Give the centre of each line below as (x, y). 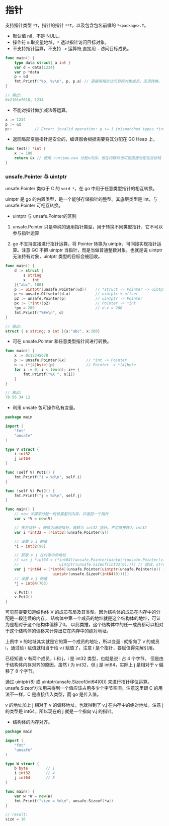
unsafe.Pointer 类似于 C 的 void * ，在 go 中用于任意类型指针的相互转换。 (81, 189)
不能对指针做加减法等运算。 (41, 110)
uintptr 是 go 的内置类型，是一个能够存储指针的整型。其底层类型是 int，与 (81, 199)
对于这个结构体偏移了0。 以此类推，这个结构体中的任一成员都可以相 (89, 625)
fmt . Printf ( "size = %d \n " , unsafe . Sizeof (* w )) (64, 801)
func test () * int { (26, 149)
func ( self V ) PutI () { (30, 473)
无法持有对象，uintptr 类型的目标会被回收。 (57, 257)
